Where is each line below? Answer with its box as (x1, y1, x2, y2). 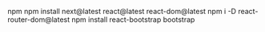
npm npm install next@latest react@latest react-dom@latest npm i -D (7, 7, 237, 16)
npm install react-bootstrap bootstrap (70, 15, 195, 24)
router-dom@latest (7, 15, 70, 24)
